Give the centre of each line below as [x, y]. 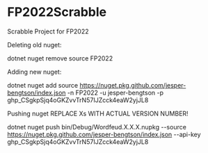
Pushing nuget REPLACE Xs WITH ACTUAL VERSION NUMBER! [98, 113]
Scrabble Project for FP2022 [48, 31]
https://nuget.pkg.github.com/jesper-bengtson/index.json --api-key [104, 134]
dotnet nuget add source [43, 85]
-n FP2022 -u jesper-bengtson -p [115, 92]
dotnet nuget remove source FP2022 [60, 58]
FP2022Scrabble [57, 12]
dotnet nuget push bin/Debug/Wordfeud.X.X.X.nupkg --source [97, 127]
